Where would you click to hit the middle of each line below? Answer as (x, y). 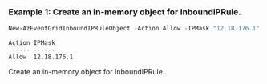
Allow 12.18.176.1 (41, 57)
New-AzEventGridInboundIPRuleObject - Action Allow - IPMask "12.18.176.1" (134, 29)
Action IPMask (32, 43)
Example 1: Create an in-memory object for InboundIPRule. (125, 12)
